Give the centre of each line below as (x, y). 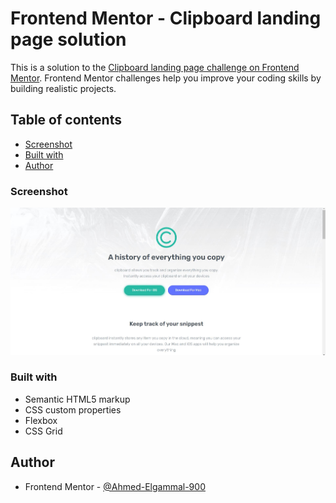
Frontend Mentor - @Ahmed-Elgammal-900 (115, 486)
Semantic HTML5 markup (77, 399)
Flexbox (41, 420)
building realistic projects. (63, 88)
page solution (68, 39)
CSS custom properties (73, 409)
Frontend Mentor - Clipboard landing (166, 18)
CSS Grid (43, 431)
